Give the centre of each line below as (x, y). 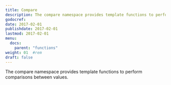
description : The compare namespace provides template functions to (79, 15)
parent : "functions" (36, 48)
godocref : (16, 19)
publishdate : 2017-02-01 (32, 29)
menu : (11, 39)
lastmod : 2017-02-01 (27, 34)
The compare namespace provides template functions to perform (74, 72)
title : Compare (21, 10)
